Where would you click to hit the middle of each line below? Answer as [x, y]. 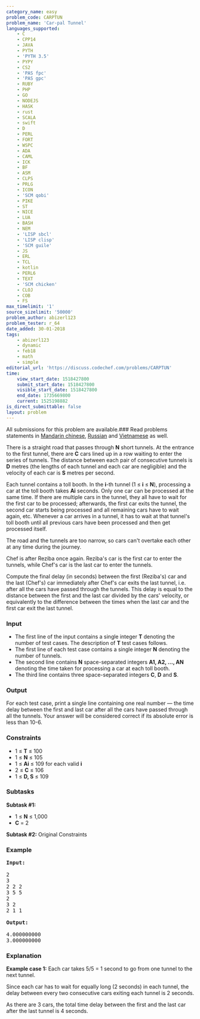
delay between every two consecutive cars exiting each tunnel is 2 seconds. [100, 993]
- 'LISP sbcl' [34, 234]
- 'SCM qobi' [33, 195]
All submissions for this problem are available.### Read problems [87, 429]
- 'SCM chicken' [37, 284]
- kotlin [28, 268]
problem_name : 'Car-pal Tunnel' [46, 23]
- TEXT [25, 279]
